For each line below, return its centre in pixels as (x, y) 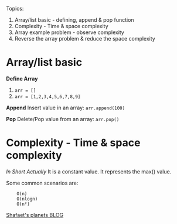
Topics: (15, 9)
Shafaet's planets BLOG (35, 215)
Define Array (22, 78)
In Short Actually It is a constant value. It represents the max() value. (89, 171)
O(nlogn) (27, 199)
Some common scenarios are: (42, 183)
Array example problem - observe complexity (69, 32)
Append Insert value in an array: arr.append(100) (66, 108)
